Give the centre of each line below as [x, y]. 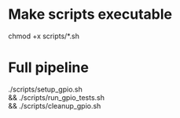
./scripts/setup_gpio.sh [45, 89]
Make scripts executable [90, 14]
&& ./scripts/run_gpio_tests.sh [56, 97]
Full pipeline [48, 68]
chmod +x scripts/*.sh [44, 36]
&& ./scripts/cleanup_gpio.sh [55, 105]
